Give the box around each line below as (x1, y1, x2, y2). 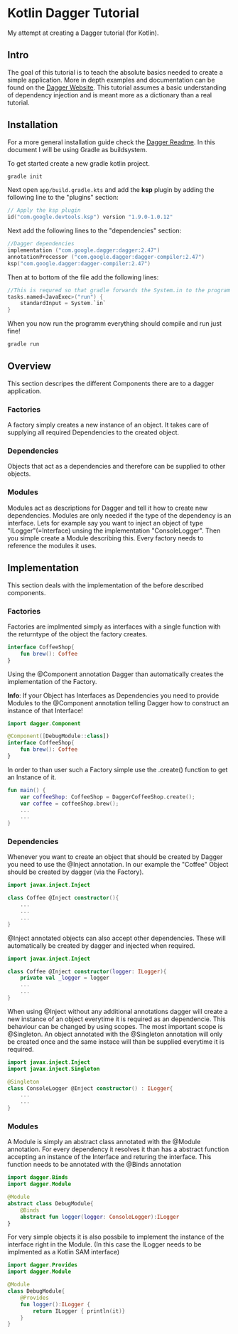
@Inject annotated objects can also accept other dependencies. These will (7, 934, 226, 942)
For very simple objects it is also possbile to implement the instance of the (7, 1232, 225, 1242)
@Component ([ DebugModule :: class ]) (7, 732, 110, 740)
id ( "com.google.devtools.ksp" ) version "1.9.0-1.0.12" (7, 213, 173, 221)
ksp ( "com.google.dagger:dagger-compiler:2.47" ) (7, 260, 151, 267)
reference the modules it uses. (7, 541, 97, 550)
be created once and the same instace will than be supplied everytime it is (7, 1037, 225, 1046)
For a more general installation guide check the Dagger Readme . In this (7, 137, 215, 146)
